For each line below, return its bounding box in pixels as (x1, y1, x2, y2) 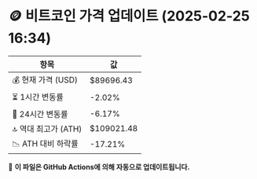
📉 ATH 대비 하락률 (12, 138, 79, 149)
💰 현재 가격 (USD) (12, 74, 79, 85)
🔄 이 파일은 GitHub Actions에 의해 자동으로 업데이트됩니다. (8, 162, 190, 171)
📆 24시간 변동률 (12, 108, 68, 119)
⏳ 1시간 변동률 (12, 91, 64, 102)
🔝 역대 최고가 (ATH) (12, 123, 83, 134)
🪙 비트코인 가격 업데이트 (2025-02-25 (8, 7, 250, 25)
